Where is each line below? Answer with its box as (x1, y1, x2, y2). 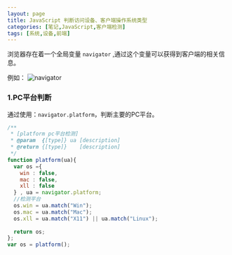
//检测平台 (13, 195, 41, 203)
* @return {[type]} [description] (10, 144, 121, 151)
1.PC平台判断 (7, 92, 52, 102)
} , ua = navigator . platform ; (13, 189, 102, 196)
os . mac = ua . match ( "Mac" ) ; (13, 208, 93, 216)
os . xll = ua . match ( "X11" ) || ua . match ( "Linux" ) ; (13, 215, 158, 222)
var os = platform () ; (7, 241, 71, 249)
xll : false (20, 183, 55, 190)
